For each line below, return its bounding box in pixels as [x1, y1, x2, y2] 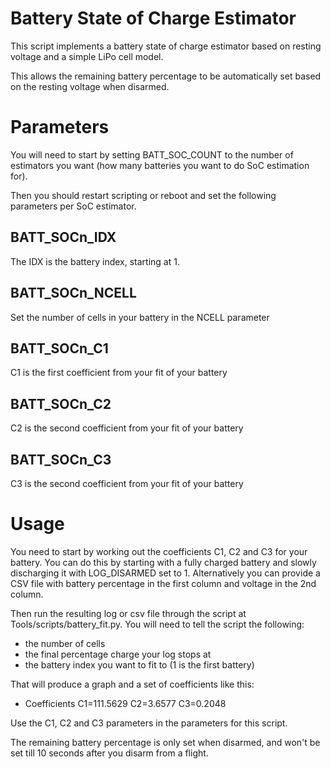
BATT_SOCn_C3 [10, 451, 112, 468]
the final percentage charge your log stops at [24, 648, 212, 660]
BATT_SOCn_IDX [10, 229, 117, 246]
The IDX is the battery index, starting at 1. [10, 255, 180, 267]
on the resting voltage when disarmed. [10, 80, 170, 92]
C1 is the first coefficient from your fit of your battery [10, 367, 228, 379]
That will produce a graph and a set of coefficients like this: [10, 678, 255, 690]
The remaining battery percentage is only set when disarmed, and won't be [10, 736, 321, 748]
